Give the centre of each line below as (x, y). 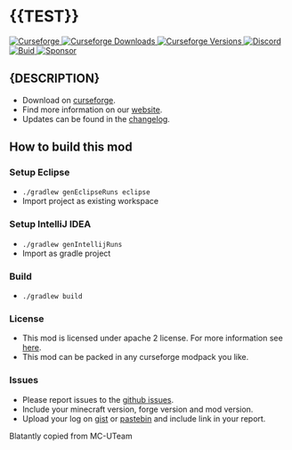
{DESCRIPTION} (55, 79)
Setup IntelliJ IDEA (50, 225)
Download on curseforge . (69, 100)
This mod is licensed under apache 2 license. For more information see (152, 338)
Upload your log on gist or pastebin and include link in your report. (144, 418)
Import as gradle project (66, 253)
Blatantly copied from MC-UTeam (71, 436)
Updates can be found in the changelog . (96, 119)
